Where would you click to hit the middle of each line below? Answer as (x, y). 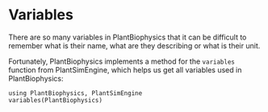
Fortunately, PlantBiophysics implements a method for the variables (122, 61)
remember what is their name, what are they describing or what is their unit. (134, 45)
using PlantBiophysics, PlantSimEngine (75, 93)
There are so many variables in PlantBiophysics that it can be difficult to (128, 37)
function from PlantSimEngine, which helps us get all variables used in (125, 69)
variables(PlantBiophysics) (56, 100)
